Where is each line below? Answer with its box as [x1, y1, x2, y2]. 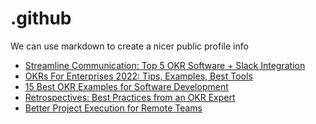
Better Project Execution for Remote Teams [24, 102, 203, 114]
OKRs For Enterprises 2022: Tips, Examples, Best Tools [24, 70, 253, 82]
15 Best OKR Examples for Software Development [24, 80, 229, 92]
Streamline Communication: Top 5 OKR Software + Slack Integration [24, 59, 306, 71]
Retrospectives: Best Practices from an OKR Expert [24, 91, 236, 103]
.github [10, 7, 72, 30]
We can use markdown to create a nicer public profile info [10, 40, 249, 52]
